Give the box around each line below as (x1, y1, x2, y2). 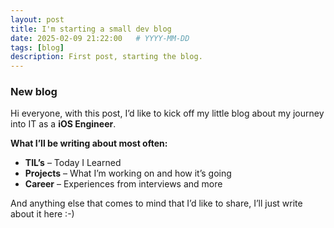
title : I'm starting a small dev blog (10, 24, 172, 34)
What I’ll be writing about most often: (10, 137, 168, 150)
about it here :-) (10, 208, 75, 220)
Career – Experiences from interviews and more (24, 178, 223, 190)
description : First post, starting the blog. (10, 52, 203, 62)
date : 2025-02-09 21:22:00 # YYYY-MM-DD (10, 33, 190, 43)
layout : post (10, 14, 65, 25)
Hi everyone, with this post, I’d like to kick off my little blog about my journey (10, 107, 325, 120)
